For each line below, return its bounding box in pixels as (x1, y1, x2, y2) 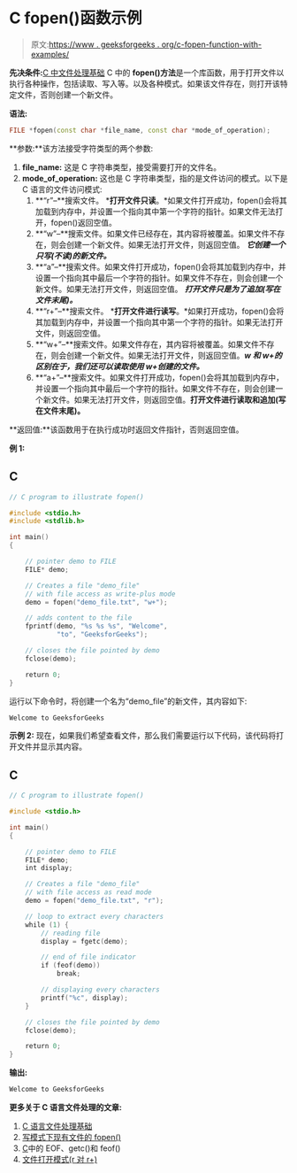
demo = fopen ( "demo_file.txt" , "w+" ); (25, 598, 168, 606)
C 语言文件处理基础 (21, 1121, 93, 1131)
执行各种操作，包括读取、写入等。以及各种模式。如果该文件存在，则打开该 (9, 78, 280, 89)
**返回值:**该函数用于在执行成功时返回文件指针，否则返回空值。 (9, 424, 245, 435)
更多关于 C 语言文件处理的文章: (9, 1102, 122, 1113)
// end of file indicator (41, 953, 137, 961)
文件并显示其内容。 (16, 741, 87, 752)
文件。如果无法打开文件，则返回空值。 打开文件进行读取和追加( (50, 394, 278, 405)
